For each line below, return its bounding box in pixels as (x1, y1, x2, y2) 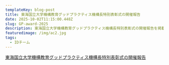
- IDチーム (10, 40, 30, 45)
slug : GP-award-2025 (5, 21, 49, 26)
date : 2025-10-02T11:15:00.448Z (5, 16, 73, 21)
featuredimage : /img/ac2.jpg (5, 30, 66, 35)
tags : (5, 35, 17, 40)
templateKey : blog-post (5, 7, 55, 12)
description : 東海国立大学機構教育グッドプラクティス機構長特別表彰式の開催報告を (5, 26, 158, 31)
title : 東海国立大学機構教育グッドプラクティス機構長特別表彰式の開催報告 (5, 12, 141, 17)
